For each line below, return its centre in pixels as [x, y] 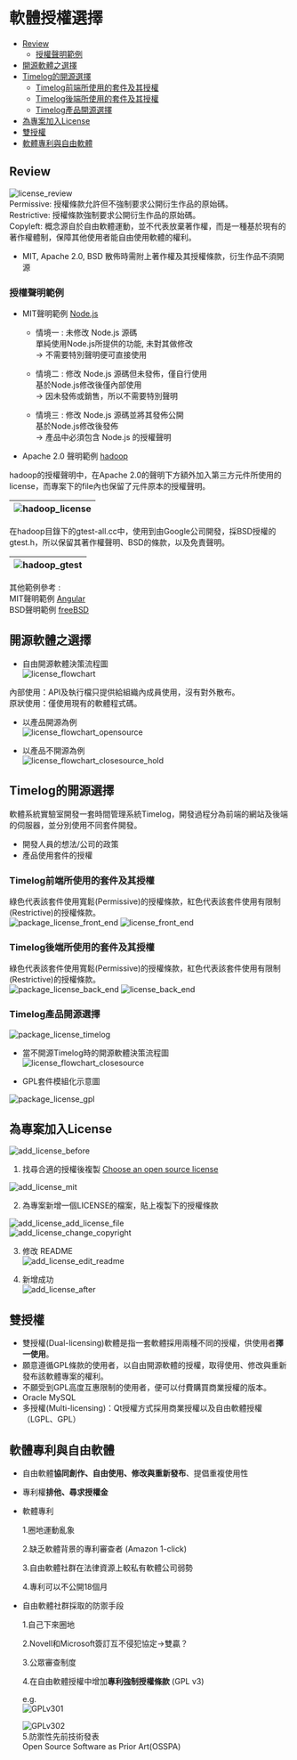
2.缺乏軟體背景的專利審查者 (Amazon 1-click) [104, 1549]
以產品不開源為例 [53, 750]
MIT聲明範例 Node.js [60, 314]
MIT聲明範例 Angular [48, 599]
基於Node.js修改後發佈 [77, 426]
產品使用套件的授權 [57, 855]
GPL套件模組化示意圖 [61, 1081]
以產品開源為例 [49, 721]
